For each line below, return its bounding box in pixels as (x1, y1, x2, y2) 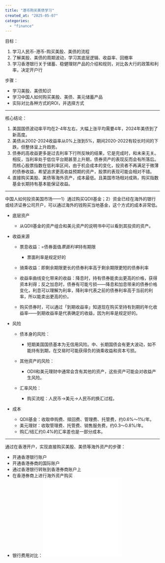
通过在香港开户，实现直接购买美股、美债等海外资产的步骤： (5, 444, 126, 450)
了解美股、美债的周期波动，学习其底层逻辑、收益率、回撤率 (12, 55, 133, 61)
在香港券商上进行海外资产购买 (12, 473, 73, 479)
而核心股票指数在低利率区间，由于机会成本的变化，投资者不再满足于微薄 (12, 163, 159, 169)
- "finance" (9, 24, 34, 28)
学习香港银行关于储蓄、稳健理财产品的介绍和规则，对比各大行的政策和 (12, 61, 155, 67)
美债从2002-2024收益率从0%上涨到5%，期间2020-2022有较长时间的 (12, 138, 155, 144)
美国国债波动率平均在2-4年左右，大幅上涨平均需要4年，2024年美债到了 (12, 126, 158, 132)
